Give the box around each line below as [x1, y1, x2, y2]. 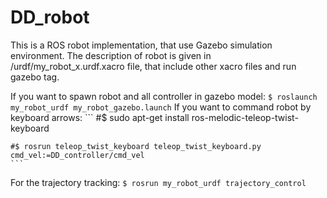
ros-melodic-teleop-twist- [191, 111, 299, 123]
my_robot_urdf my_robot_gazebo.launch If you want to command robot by [10, 101, 312, 113]
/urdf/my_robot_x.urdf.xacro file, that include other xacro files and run [10, 60, 297, 72]
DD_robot [10, 6, 90, 29]
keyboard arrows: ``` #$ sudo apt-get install [10, 111, 190, 123]
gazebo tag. [10, 71, 60, 83]
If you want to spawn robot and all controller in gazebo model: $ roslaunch [10, 90, 318, 102]
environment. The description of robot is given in [10, 49, 212, 61]
